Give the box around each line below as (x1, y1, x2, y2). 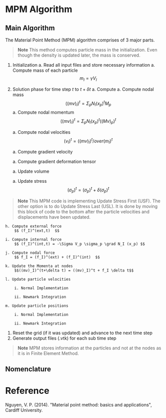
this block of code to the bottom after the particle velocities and (17, 208, 150, 215)
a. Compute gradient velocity (12, 149, 73, 155)
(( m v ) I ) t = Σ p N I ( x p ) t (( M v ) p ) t (60, 117, 117, 125)
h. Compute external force (5, 224, 62, 229)
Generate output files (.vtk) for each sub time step (12, 335, 117, 341)
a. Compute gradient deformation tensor (12, 159, 97, 165)
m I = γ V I (79, 75, 97, 82)
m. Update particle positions (5, 303, 69, 308)
